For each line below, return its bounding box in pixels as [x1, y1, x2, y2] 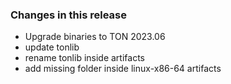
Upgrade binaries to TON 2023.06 [24, 31, 166, 43]
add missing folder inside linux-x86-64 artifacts [24, 63, 222, 75]
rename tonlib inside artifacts [24, 52, 145, 64]
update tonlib [24, 41, 80, 53]
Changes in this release [10, 8, 128, 22]
